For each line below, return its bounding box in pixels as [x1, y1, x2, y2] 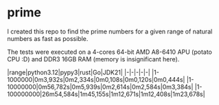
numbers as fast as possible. [7, 34, 89, 42]
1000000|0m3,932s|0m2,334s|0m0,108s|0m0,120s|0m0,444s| [7, 75, 185, 83]
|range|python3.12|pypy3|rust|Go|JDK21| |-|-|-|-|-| [7, 68, 151, 76]
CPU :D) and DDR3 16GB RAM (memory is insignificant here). [7, 55, 180, 63]
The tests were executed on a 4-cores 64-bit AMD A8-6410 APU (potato [7, 48, 213, 56]
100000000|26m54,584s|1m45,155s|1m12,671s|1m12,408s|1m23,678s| [7, 90, 205, 98]
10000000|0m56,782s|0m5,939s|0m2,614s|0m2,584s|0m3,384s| [7, 82, 194, 91]
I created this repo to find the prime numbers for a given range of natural [7, 27, 213, 35]
